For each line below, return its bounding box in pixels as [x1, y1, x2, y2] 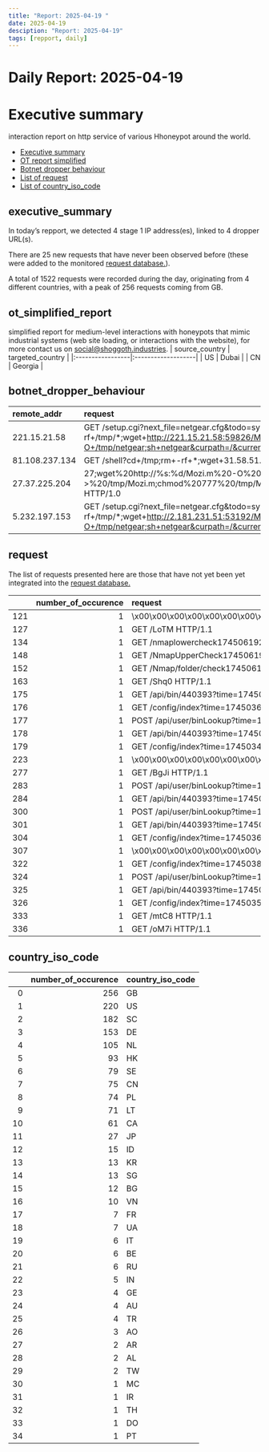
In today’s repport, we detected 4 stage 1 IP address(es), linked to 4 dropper [8, 226, 260, 236]
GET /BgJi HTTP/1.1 [131, 766, 209, 778]
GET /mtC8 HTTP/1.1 [131, 910, 213, 921]
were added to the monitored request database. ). [8, 258, 171, 269]
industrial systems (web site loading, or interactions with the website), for [8, 336, 251, 345]
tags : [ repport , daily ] [8, 34, 88, 42]
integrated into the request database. [8, 578, 130, 588]
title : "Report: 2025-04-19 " [8, 11, 110, 20]
